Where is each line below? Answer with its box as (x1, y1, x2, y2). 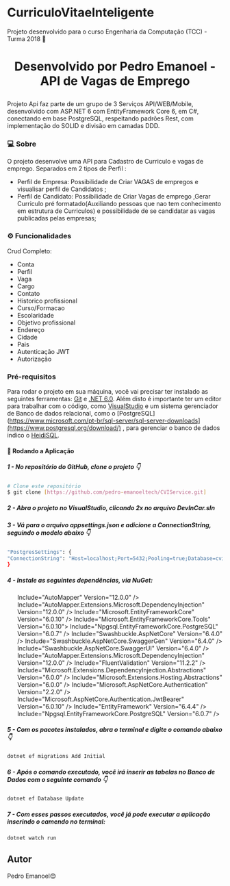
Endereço (16, 325, 44, 333)
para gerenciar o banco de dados (125, 424, 220, 432)
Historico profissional (16, 296, 77, 305)
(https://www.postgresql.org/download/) (7, 424, 121, 432)
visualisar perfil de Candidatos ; (16, 185, 107, 193)
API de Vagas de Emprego (40, 73, 190, 89)
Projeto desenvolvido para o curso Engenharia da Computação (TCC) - (7, 27, 207, 36)
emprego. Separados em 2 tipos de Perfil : (7, 164, 127, 173)
